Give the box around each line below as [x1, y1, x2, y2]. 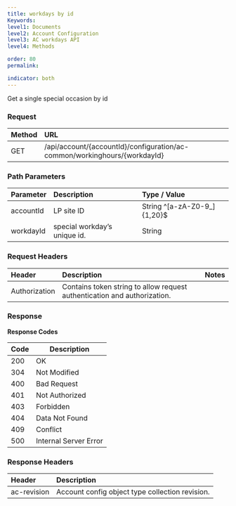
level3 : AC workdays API [7, 37, 80, 44]
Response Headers [7, 457, 74, 467]
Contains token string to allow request [62, 282, 188, 292]
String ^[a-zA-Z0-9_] [141, 202, 216, 212]
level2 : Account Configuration [7, 30, 99, 37]
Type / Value [141, 190, 185, 200]
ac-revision [11, 487, 50, 497]
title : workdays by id [7, 10, 74, 18]
